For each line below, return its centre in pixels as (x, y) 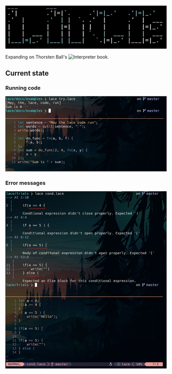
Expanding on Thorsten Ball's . (57, 57)
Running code (23, 88)
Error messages (26, 183)
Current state (27, 73)
